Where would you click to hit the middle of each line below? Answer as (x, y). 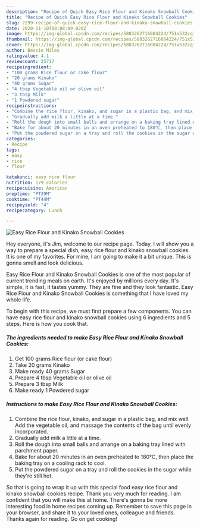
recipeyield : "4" (28, 205)
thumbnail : (20, 39)
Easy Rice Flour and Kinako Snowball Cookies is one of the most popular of (99, 275)
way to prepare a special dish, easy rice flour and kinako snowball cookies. (98, 250)
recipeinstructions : (32, 106)
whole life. (19, 300)
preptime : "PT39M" (29, 194)
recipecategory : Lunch (34, 210)
